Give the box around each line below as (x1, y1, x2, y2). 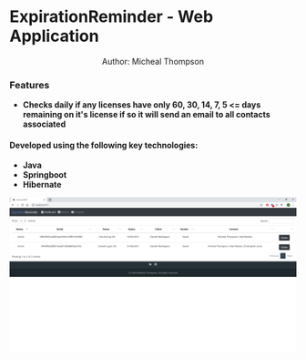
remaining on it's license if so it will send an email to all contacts (22, 109, 270, 120)
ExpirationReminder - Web (9, 6, 214, 27)
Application (9, 26, 99, 46)
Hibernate (22, 180, 62, 190)
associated (22, 118, 66, 129)
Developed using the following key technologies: (9, 139, 199, 150)
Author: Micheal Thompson (101, 56, 205, 67)
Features (9, 78, 50, 91)
